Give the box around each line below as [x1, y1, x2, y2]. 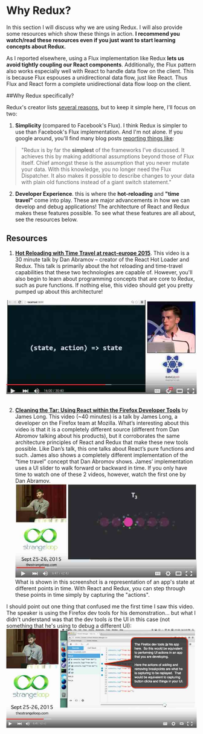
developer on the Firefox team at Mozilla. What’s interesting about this [14, 419, 189, 427]
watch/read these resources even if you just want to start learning [6, 36, 176, 43]
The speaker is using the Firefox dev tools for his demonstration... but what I [6, 609, 196, 616]
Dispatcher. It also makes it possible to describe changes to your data [21, 172, 195, 179]
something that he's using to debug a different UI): [6, 622, 132, 629]
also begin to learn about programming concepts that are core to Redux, [14, 275, 195, 282]
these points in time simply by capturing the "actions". [14, 591, 150, 598]
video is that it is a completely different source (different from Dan [14, 425, 179, 433]
